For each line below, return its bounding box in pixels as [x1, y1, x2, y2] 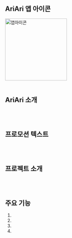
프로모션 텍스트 [5, 130, 49, 139]
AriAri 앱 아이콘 [5, 4, 51, 13]
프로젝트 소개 [5, 164, 43, 173]
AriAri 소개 [5, 96, 37, 104]
